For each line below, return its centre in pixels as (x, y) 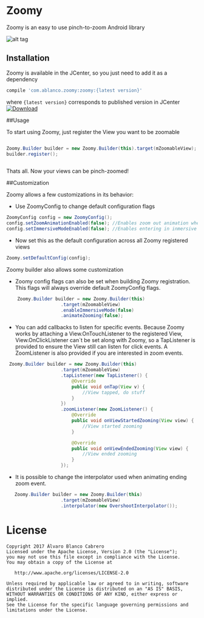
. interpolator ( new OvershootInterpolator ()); (119, 506)
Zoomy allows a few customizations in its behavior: (70, 195)
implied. (17, 599)
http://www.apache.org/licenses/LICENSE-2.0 (72, 573)
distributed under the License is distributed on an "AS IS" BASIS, (95, 589)
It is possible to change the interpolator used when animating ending (101, 477)
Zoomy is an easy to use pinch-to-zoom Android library (76, 27)
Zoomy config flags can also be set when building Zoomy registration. (103, 281)
